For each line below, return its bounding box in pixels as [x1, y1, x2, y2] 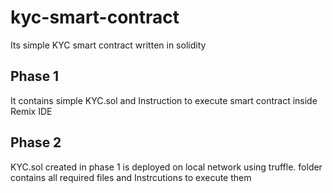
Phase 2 [10, 134, 62, 151]
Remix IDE [10, 105, 53, 117]
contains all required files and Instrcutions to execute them [10, 171, 252, 183]
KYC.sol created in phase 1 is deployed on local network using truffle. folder [10, 161, 323, 173]
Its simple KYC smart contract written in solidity [10, 39, 207, 51]
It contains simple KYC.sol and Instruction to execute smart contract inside [10, 94, 318, 106]
